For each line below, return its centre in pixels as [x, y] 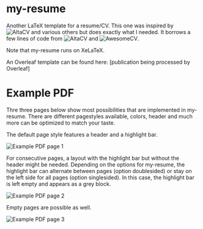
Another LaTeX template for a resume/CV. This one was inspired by [90, 26]
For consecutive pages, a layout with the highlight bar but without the [93, 158]
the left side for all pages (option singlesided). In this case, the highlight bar [101, 177]
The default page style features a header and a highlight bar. [82, 134]
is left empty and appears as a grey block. [58, 183]
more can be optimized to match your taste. [61, 123]
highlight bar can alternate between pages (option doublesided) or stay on [99, 171]
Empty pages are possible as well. [49, 207]
